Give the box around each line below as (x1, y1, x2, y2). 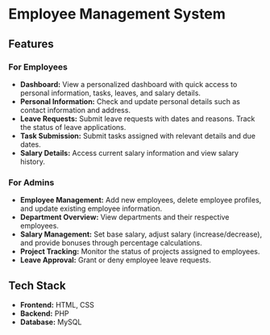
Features (8, 37, 54, 51)
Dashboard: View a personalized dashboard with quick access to (19, 79, 238, 89)
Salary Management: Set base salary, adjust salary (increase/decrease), (19, 229, 263, 239)
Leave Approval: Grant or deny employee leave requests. (19, 255, 211, 265)
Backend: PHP (19, 308, 70, 318)
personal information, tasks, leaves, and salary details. (19, 88, 201, 98)
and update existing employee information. (19, 203, 163, 214)
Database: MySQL (19, 316, 82, 327)
